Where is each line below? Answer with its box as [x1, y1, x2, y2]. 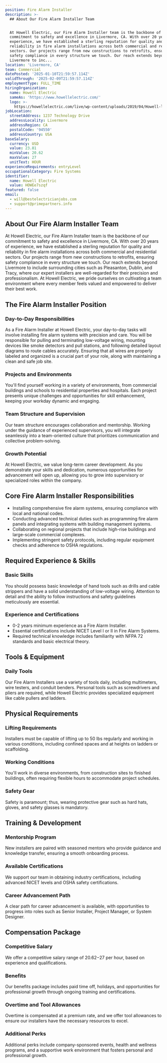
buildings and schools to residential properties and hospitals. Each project [5, 387, 157, 394]
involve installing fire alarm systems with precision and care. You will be [5, 332, 152, 338]
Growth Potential [5, 450, 47, 457]
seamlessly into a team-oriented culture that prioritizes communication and [5, 432, 159, 439]
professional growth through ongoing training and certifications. [5, 989, 136, 995]
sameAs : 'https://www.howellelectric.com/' [9, 95, 101, 100]
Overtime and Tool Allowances [5, 1001, 81, 1008]
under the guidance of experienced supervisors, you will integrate [5, 427, 141, 433]
